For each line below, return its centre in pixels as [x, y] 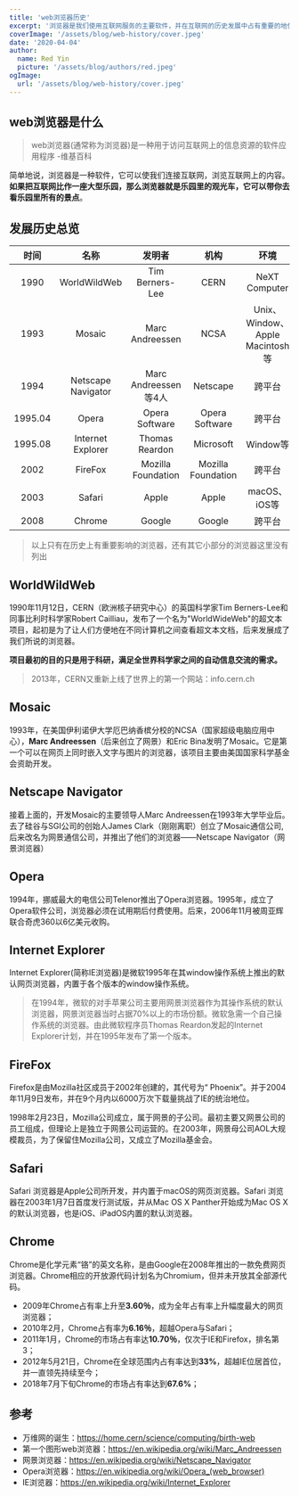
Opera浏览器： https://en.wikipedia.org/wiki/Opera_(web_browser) [143, 1471]
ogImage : [25, 76]
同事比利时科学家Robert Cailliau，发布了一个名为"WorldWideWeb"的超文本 [146, 619]
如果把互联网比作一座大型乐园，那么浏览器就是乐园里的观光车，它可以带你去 [149, 186]
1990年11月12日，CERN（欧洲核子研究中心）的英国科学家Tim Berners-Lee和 [149, 608]
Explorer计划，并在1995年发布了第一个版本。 [114, 1036]
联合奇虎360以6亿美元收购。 [62, 921]
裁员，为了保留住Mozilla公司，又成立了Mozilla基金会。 [117, 1140]
